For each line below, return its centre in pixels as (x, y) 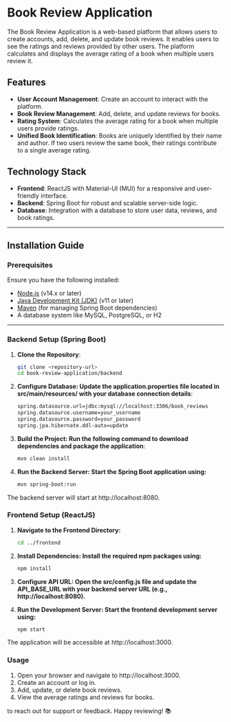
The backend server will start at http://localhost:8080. (84, 497)
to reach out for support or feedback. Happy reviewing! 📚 (89, 711)
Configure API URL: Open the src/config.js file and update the (107, 581)
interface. (54, 195)
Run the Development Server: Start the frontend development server (117, 609)
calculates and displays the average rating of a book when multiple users (111, 54)
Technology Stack (47, 172)
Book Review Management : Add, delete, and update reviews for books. (119, 113)
